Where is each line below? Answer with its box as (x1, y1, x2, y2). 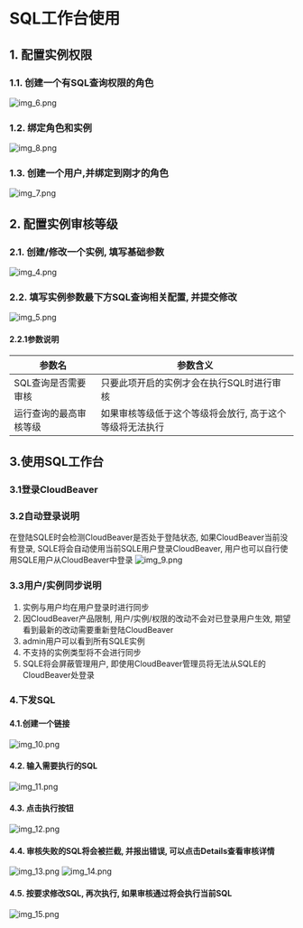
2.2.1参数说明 (9, 334, 60, 345)
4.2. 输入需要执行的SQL (9, 760, 98, 772)
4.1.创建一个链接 (9, 719, 70, 729)
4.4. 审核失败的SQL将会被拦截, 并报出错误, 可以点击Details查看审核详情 (9, 845, 275, 856)
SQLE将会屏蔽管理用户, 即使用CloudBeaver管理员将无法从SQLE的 (22, 658, 266, 669)
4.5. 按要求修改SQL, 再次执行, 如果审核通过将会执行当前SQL (9, 887, 233, 898)
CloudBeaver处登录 (22, 669, 95, 680)
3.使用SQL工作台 (9, 454, 105, 469)
